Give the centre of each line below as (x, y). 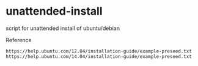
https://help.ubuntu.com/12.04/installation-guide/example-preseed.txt (99, 51)
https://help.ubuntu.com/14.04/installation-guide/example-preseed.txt (99, 56)
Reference (19, 40)
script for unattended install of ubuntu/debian (63, 28)
